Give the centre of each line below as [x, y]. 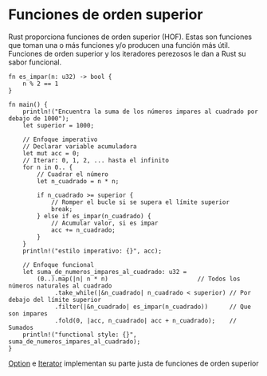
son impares [28, 313]
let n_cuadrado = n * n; [78, 181]
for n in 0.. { [48, 167]
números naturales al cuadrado [60, 286]
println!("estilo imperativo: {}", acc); [92, 251]
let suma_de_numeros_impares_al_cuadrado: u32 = [105, 272]
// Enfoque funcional [58, 264]
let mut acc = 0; [51, 153]
